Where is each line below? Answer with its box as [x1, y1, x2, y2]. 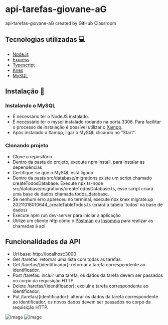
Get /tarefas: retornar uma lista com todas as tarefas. [12, 256, 122, 262]
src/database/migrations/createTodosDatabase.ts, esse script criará [12, 185, 153, 191]
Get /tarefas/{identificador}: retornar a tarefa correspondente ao [12, 261, 145, 267]
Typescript [12, 62, 35, 68]
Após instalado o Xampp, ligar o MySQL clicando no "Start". [12, 130, 136, 136]
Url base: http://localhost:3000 [12, 251, 77, 257]
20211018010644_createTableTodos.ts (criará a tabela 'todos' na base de [12, 201, 163, 207]
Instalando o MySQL [5, 102, 56, 109]
